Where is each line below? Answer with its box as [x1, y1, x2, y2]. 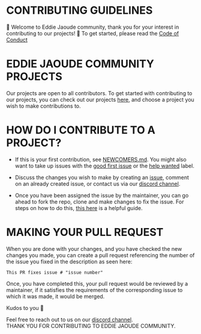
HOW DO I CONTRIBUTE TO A [6, 123, 156, 137]
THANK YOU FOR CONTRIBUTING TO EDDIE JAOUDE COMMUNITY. [6, 322, 176, 329]
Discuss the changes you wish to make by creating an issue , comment [14, 174, 189, 181]
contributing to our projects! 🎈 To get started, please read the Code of [6, 29, 179, 37]
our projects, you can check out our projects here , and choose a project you [6, 96, 195, 103]
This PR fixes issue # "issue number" [6, 269, 103, 275]
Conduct [6, 36, 28, 43]
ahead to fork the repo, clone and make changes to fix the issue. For [14, 198, 184, 205]
